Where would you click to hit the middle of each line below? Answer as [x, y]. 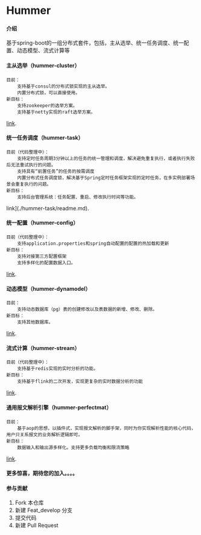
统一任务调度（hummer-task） [45, 138]
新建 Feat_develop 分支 [44, 510]
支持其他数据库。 [35, 322]
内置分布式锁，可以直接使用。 [49, 92]
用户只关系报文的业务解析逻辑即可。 [45, 435]
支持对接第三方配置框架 [42, 256]
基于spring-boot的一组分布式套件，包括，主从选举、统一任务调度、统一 [95, 43]
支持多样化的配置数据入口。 [46, 263]
